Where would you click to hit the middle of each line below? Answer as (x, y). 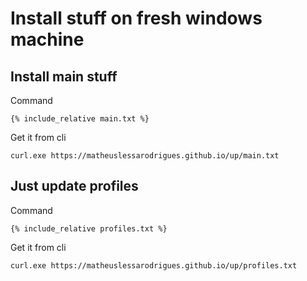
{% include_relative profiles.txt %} (89, 228)
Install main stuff (64, 76)
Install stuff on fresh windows (136, 18)
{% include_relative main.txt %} (80, 119)
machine (47, 39)
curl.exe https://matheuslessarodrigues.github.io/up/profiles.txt (154, 265)
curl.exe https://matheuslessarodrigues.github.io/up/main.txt (145, 156)
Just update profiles (74, 186)
